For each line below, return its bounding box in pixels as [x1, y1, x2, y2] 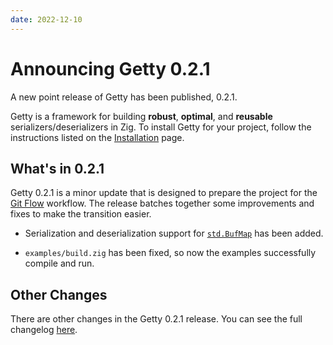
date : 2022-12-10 [10, 14, 83, 25]
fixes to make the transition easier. [10, 208, 152, 220]
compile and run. [24, 257, 95, 270]
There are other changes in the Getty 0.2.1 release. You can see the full [10, 313, 303, 325]
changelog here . [10, 324, 78, 336]
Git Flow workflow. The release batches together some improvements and [10, 197, 315, 210]
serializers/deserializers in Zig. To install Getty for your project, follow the [10, 121, 312, 133]
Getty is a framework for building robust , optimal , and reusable [10, 110, 273, 122]
